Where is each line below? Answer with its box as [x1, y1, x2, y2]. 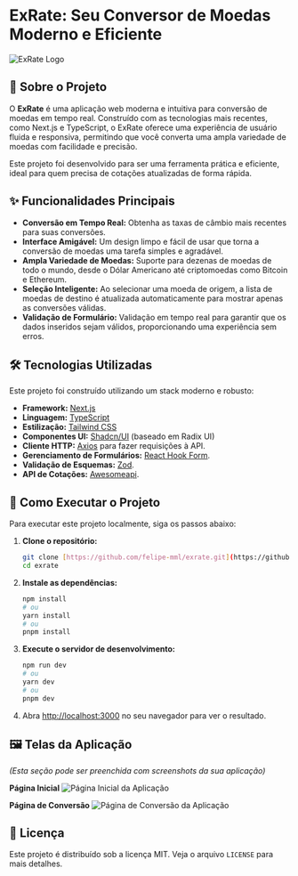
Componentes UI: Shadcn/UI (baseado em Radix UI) [21, 431, 215, 442]
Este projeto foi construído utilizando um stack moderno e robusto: [9, 385, 254, 396]
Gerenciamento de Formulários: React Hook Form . [21, 450, 211, 461]
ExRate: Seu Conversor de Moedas [9, 5, 271, 26]
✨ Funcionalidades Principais [9, 193, 175, 209]
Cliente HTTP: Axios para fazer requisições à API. [21, 441, 206, 451]
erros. [21, 330, 44, 341]
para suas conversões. [21, 226, 107, 237]
